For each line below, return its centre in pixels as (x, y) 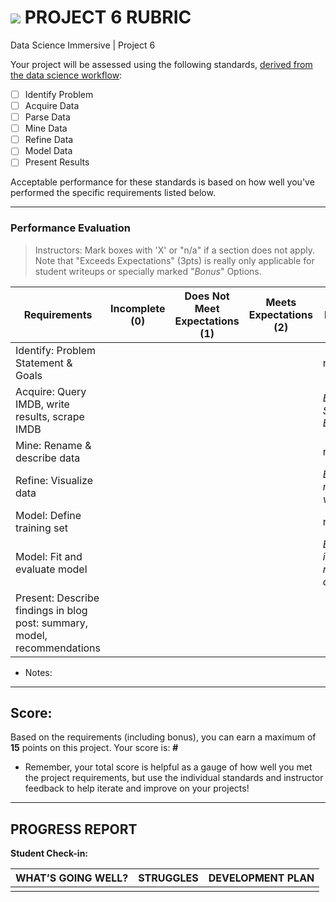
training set (42, 528)
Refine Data (49, 140)
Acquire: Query (51, 391)
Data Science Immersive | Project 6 (83, 45)
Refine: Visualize (54, 480)
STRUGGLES (168, 878)
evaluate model (51, 569)
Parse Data (47, 117)
